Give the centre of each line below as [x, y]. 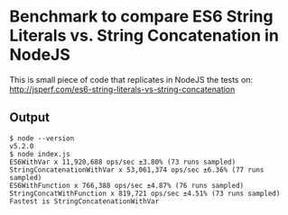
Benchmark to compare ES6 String [141, 17]
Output [29, 117]
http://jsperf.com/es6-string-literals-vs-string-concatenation [122, 89]
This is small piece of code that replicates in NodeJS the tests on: [131, 79]
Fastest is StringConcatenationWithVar [84, 201]
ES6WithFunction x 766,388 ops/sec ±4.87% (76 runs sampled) [127, 185]
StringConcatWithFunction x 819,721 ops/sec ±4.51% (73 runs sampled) [145, 193]
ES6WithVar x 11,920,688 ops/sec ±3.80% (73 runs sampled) [123, 162]
